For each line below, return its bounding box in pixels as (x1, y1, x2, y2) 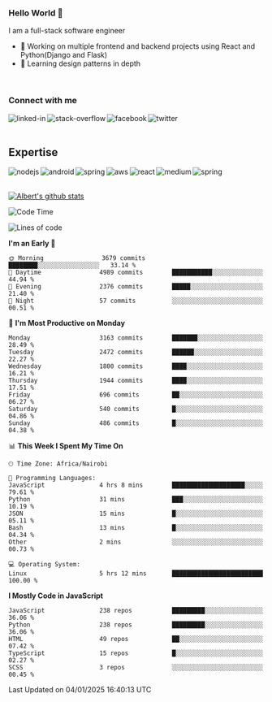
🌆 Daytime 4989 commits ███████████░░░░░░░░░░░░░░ (8, 268, 264, 277)
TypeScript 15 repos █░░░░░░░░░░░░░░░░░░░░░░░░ (8, 649, 264, 657)
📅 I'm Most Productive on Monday (8, 318, 126, 328)
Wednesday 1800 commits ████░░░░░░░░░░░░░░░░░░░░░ (8, 362, 264, 370)
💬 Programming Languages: (8, 474, 96, 483)
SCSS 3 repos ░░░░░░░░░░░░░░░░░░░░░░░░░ (8, 664, 264, 672)
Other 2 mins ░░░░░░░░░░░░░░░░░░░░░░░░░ (8, 538, 264, 547)
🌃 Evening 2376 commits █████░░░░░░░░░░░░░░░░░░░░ (8, 283, 264, 291)
